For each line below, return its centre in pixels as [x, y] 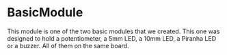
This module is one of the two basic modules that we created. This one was [113, 31]
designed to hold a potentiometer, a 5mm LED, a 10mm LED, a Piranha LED [112, 38]
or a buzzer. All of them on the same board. [68, 45]
